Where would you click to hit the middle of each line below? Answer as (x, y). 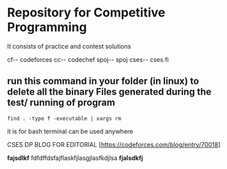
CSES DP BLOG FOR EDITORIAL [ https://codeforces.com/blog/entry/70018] (114, 144)
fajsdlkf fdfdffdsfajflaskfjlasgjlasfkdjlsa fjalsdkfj (75, 158)
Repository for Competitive (86, 13)
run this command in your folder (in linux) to (103, 81)
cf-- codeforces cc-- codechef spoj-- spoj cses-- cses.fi (88, 59)
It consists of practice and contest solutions (69, 46)
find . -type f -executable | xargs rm (64, 118)
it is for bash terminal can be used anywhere (70, 131)
